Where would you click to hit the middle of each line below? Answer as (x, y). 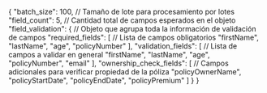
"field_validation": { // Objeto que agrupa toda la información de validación (132, 29)
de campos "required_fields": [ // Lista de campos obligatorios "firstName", (134, 37)
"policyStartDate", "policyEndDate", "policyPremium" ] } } (104, 80)
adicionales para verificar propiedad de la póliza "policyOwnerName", (125, 72)
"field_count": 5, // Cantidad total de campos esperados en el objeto (122, 20)
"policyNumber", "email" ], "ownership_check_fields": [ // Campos (118, 63)
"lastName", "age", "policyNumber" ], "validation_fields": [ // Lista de (123, 46)
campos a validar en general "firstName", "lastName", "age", (109, 55)
